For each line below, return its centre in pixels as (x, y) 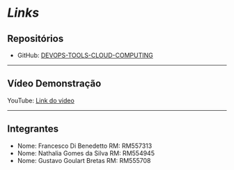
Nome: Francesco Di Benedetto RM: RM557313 (85, 146)
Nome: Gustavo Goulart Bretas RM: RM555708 (84, 160)
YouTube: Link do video (41, 100)
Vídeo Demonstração (54, 84)
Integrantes (33, 129)
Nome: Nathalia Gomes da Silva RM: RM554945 (86, 153)
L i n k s (23, 13)
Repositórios (36, 39)
